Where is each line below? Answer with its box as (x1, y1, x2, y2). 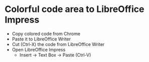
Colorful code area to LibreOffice (5, 3, 144, 15)
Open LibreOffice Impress (12, 46, 66, 52)
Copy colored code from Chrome (12, 30, 81, 36)
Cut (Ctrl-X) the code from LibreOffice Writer (12, 41, 105, 47)
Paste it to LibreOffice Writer (12, 36, 71, 42)
